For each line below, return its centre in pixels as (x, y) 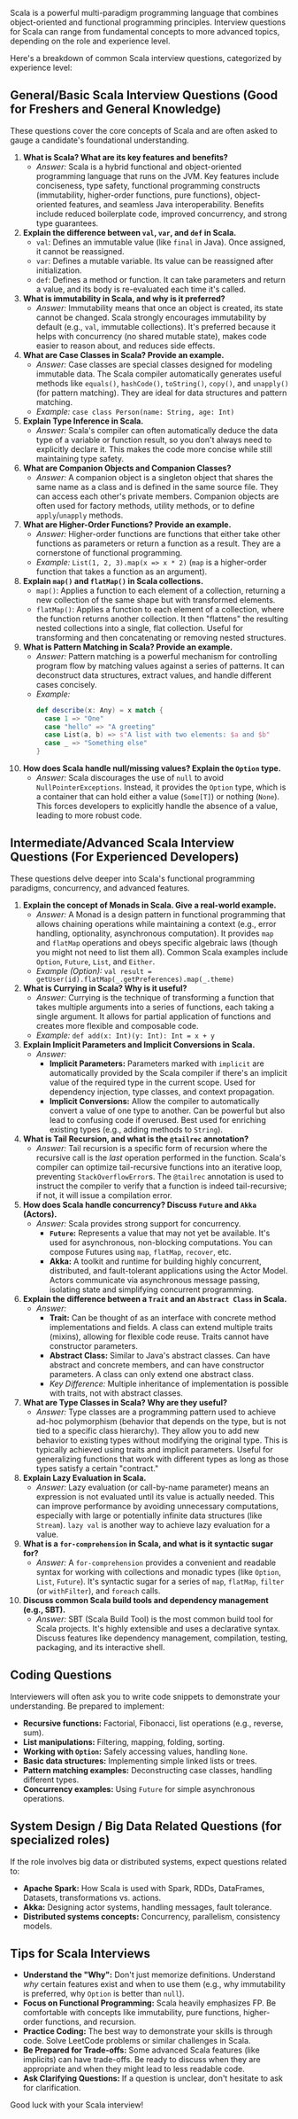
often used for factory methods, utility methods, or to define (145, 505)
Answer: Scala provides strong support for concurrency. (138, 1223)
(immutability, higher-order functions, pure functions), (134, 195)
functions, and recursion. (90, 2022)
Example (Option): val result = (94, 970)
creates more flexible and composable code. (117, 1025)
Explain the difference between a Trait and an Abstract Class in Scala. (155, 1298)
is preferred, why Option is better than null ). (103, 1994)
